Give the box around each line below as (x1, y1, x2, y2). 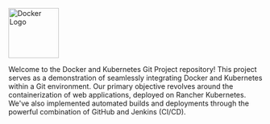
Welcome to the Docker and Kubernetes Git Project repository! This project (8, 65, 257, 74)
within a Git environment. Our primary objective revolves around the (8, 82, 234, 91)
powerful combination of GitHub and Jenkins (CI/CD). (8, 107, 187, 116)
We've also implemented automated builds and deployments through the (8, 98, 250, 108)
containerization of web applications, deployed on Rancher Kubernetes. (8, 90, 247, 99)
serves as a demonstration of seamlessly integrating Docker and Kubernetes (8, 73, 263, 82)
